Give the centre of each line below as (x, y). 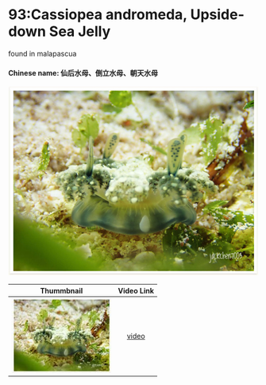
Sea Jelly (80, 31)
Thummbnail (62, 290)
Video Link (136, 290)
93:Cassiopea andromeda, (98, 15)
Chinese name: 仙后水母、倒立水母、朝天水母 (83, 72)
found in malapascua (42, 53)
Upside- (217, 15)
